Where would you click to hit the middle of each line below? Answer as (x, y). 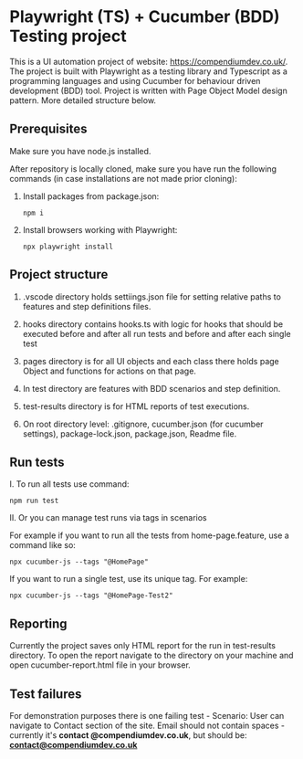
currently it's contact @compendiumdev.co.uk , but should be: (129, 735)
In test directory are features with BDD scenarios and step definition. (151, 388)
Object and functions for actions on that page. (109, 371)
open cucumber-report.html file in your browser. (100, 665)
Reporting (38, 623)
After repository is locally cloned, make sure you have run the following (143, 169)
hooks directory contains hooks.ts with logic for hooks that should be (153, 324)
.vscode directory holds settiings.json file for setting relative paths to (151, 296)
